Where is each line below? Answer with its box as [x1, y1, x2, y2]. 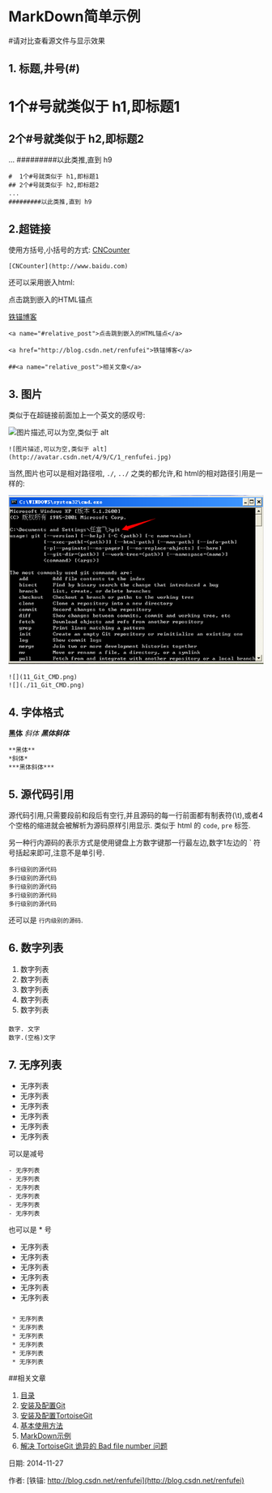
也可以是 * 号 [8, 1225, 52, 1234]
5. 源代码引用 [8, 787, 74, 801]
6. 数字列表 [8, 941, 64, 955]
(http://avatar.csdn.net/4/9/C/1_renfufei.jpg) [8, 453, 172, 461]
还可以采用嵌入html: [8, 277, 75, 288]
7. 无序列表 [8, 1058, 62, 1072]
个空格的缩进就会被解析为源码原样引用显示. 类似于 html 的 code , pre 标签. [8, 820, 251, 831]
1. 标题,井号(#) [8, 62, 80, 75]
